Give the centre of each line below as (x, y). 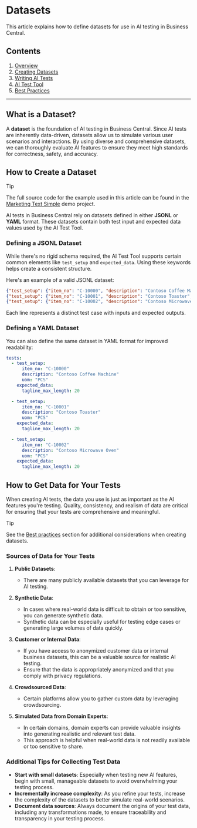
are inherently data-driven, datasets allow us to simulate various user (89, 135)
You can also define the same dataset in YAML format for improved (87, 341)
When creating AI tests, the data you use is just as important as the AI (90, 499)
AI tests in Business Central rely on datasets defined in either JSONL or (92, 215)
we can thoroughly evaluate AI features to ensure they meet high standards (97, 147)
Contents (23, 51)
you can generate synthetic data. (63, 616)
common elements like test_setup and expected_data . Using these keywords (98, 262)
